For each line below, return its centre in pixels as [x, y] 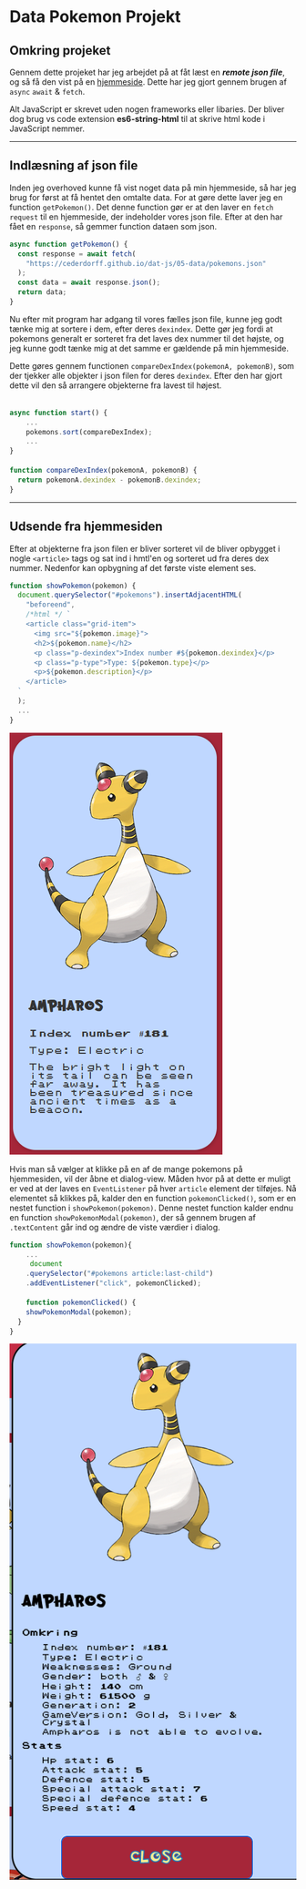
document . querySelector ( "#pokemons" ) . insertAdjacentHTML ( [130, 595]
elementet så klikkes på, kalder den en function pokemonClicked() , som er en [153, 1198]
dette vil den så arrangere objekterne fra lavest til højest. [116, 385]
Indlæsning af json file [74, 166]
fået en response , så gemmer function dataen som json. [113, 226]
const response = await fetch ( [77, 254]
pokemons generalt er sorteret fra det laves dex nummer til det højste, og [147, 338]
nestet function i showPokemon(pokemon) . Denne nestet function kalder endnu [152, 1208]
